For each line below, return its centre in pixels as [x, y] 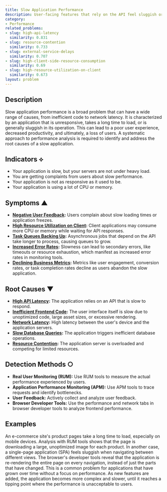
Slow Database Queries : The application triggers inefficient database [84, 333]
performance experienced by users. [49, 382]
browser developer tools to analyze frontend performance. [72, 408]
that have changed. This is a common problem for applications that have [79, 468]
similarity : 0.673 [29, 75]
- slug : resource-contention [35, 42]
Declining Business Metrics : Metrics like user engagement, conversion [85, 263]
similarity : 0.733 [29, 47]
